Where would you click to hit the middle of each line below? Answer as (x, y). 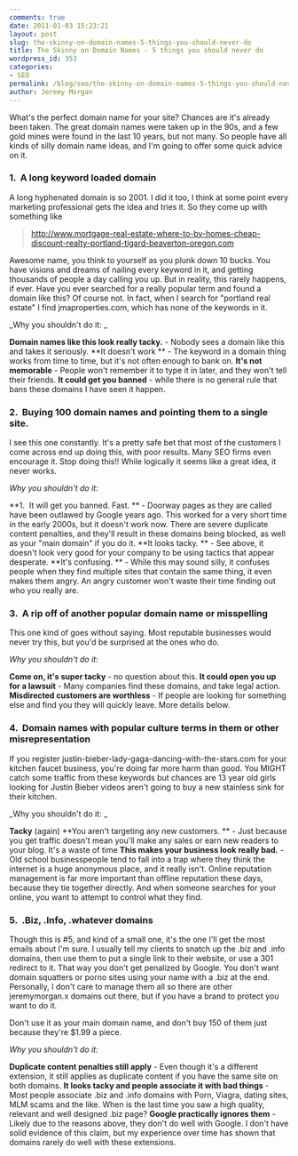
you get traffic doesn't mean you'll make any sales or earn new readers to (144, 840)
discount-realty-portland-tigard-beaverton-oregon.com (133, 243)
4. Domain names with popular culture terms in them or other (144, 728)
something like (36, 216)
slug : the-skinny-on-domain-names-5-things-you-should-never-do (130, 42)
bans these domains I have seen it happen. (87, 389)
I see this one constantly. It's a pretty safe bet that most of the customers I (145, 443)
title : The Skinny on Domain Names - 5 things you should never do (137, 51)
